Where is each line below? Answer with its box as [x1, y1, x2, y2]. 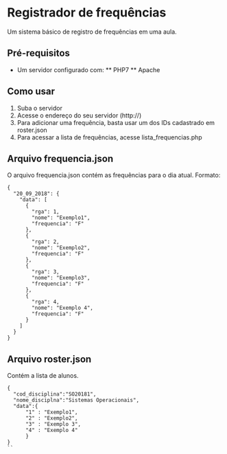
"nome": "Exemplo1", [32, 214, 91, 221]
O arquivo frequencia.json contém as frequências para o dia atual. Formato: [7, 171, 221, 179]
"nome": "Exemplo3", [32, 275, 91, 282]
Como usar [7, 86, 56, 98]
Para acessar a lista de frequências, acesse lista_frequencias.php [16, 133, 202, 141]
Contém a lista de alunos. [7, 372, 79, 380]
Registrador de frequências [7, 5, 167, 21]
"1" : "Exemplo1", [25, 409, 78, 416]
